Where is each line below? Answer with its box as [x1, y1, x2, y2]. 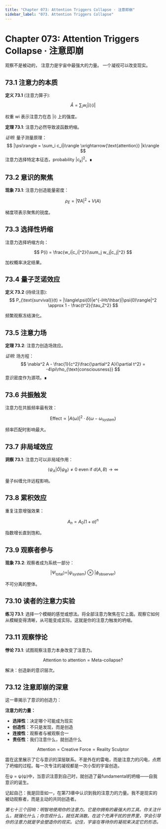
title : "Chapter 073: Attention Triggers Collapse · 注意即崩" [5, 7, 135, 12]
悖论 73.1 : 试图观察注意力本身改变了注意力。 [5, 647, 95, 653]
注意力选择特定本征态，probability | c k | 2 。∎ [5, 156, 92, 164]
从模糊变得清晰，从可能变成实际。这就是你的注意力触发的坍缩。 [5, 617, 135, 623]
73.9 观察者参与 [5, 546, 53, 554]
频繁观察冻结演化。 [5, 312, 44, 319]
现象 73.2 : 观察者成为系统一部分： [5, 560, 75, 566]
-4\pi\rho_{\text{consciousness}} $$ [46, 366, 120, 372]
